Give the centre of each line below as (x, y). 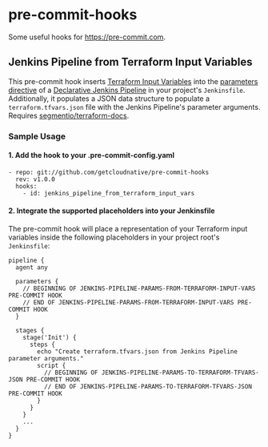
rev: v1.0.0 (36, 179)
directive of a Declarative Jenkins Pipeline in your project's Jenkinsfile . (127, 90)
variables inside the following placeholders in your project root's (114, 237)
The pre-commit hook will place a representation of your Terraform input (128, 229)
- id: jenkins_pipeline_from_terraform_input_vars (109, 193)
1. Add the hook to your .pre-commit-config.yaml (91, 155)
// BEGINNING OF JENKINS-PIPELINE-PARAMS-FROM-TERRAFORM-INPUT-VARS (139, 289)
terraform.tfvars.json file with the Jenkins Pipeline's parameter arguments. (134, 107)
